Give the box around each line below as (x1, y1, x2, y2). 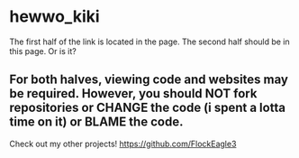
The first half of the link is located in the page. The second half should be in (9, 36, 290, 47)
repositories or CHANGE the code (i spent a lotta (9, 100, 286, 116)
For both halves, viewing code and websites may (9, 72, 288, 88)
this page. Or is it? (9, 45, 77, 56)
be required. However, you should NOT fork (9, 86, 258, 101)
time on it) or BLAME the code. (9, 115, 184, 130)
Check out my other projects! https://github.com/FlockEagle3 (9, 138, 237, 149)
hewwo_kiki (9, 6, 101, 27)
